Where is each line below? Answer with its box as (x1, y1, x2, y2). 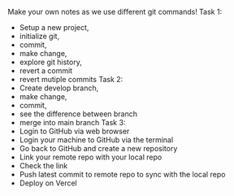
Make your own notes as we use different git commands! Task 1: (7, 7, 223, 16)
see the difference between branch (19, 109, 138, 119)
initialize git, (19, 32, 60, 41)
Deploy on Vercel (19, 178, 78, 188)
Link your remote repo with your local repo (19, 152, 162, 162)
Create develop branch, (19, 83, 99, 93)
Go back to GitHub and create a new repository (19, 144, 178, 153)
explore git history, (19, 57, 82, 67)
